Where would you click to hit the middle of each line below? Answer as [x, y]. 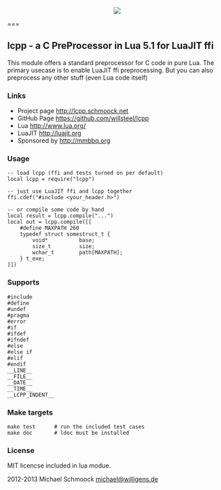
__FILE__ [20, 376]
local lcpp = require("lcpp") [51, 179]
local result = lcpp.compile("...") [60, 216]
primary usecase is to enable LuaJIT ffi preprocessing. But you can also [110, 70]
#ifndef [18, 340]
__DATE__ [20, 382]
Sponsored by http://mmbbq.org [64, 140]
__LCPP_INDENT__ [31, 395]
